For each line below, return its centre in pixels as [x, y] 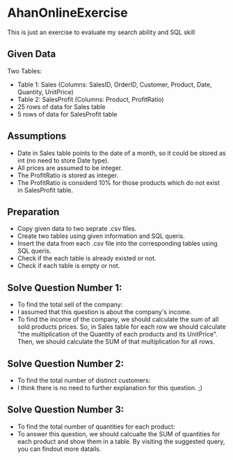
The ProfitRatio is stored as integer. [68, 175]
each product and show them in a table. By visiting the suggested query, [121, 441]
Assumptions [37, 136]
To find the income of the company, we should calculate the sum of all [118, 320]
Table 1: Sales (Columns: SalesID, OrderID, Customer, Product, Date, [114, 84]
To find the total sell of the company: [70, 304]
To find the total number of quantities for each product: [96, 426]
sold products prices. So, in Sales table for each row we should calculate [121, 327]
